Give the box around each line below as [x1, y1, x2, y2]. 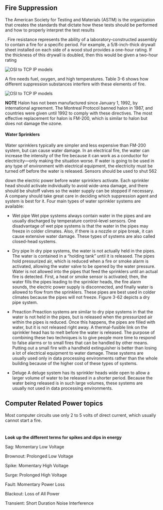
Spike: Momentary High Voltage [5, 463, 69, 469]
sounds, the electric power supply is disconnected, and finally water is [12, 284, 153, 290]
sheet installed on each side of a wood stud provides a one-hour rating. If [5, 47, 152, 52]
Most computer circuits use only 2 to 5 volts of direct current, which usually [5, 412, 156, 418]
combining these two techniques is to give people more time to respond [12, 335, 156, 341]
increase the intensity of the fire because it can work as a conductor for [5, 153, 148, 159]
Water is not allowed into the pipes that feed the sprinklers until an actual [12, 269, 158, 275]
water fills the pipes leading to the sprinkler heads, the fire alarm [12, 279, 142, 285]
